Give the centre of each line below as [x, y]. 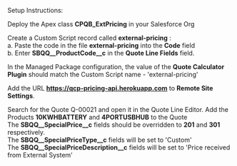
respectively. [26, 132]
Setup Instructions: [35, 10]
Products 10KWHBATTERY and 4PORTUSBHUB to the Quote [97, 117]
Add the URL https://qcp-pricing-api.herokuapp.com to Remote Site [110, 88]
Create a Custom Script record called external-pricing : [89, 38]
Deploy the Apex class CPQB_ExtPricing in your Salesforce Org [101, 24]
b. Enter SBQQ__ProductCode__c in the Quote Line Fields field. [101, 53]
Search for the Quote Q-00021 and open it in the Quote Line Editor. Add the [118, 109]
